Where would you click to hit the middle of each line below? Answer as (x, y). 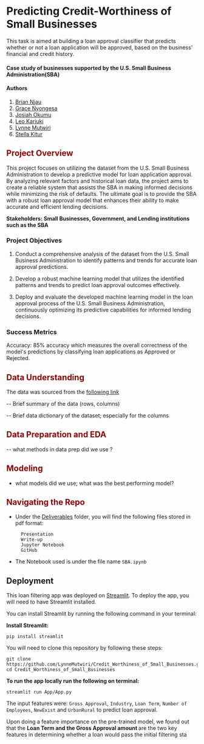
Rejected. (18, 358)
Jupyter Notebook (43, 545)
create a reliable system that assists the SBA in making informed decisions (99, 187)
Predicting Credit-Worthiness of (89, 11)
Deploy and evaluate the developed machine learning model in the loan (104, 297)
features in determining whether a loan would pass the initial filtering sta (97, 735)
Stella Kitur (29, 134)
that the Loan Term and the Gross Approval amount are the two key (92, 728)
